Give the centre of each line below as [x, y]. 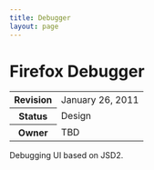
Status [33, 116]
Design [76, 116]
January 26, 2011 [100, 99]
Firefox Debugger [77, 71]
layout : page [34, 26]
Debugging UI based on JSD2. [67, 155]
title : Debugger [40, 18]
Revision [33, 100]
